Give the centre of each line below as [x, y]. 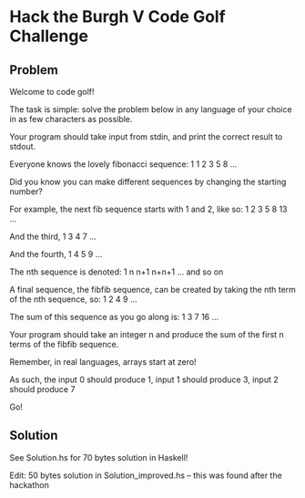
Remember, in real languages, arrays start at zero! [103, 362]
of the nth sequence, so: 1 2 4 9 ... [74, 299]
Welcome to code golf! [52, 92]
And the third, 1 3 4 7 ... [53, 236]
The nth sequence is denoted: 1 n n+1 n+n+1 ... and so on [117, 272]
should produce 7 [42, 389]
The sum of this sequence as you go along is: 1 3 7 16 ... [114, 317]
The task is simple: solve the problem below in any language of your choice [151, 109]
